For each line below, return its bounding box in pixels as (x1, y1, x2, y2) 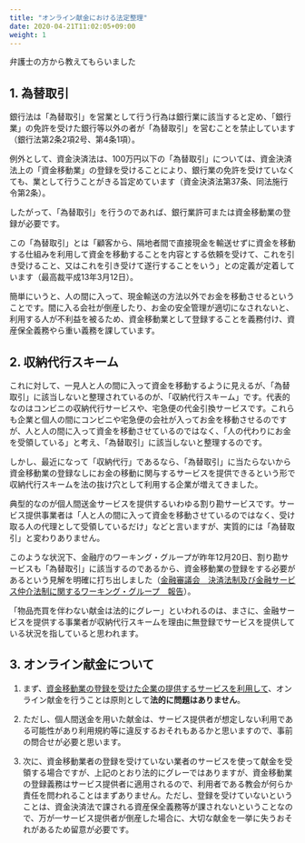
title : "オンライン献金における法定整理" (9, 13, 148, 23)
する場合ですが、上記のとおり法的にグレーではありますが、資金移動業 (30, 767, 293, 778)
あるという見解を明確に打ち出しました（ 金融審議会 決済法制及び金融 (9, 575, 272, 585)
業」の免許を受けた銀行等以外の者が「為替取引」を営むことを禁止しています (9, 123, 296, 134)
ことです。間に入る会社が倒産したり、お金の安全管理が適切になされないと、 (9, 302, 295, 314)
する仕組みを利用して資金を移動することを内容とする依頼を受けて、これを (9, 249, 288, 260)
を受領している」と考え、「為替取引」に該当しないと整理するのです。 (9, 437, 268, 447)
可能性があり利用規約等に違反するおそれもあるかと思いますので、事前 (30, 725, 293, 736)
